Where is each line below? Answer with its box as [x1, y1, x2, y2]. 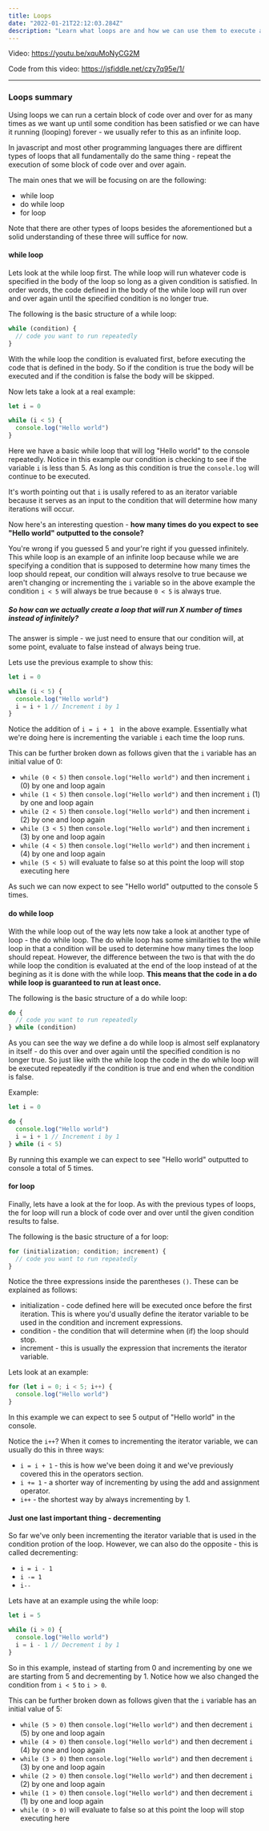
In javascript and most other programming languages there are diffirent [8, 142, 243, 152]
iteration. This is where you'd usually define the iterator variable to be [19, 1309, 250, 1319]
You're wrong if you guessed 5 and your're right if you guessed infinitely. [8, 544, 249, 553]
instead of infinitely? [8, 613, 79, 622]
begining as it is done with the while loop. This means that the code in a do [8, 969, 258, 978]
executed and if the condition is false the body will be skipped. [8, 371, 215, 381]
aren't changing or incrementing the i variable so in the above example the [8, 578, 255, 587]
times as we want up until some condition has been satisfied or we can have [8, 118, 260, 128]
